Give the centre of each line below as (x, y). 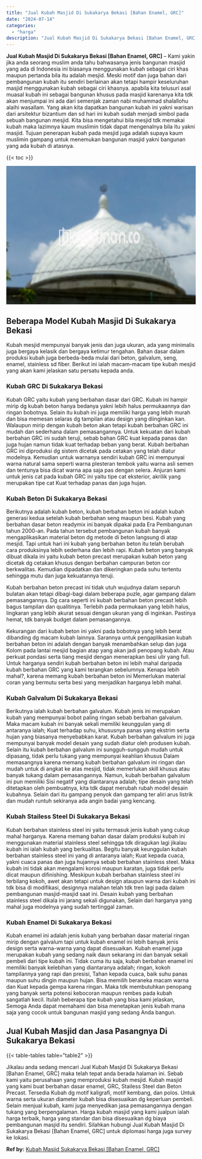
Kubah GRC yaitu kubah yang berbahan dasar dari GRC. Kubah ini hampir (97, 399)
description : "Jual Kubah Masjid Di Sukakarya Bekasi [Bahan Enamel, (95, 38)
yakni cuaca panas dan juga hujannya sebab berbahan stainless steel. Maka (100, 862)
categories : (21, 25)
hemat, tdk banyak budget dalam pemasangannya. (69, 620)
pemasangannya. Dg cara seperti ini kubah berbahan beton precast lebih (97, 600)
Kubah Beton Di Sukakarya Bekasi (57, 498)
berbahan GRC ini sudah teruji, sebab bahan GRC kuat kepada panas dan (97, 438)
